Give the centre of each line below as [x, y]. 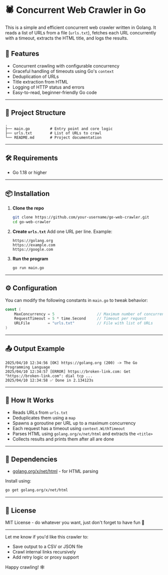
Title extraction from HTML [40, 81]
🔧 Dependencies [31, 459]
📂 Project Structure [35, 113]
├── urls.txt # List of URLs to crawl [53, 133]
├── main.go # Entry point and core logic [59, 128]
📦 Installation [27, 193]
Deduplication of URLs [35, 76]
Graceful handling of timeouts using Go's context [63, 71]
